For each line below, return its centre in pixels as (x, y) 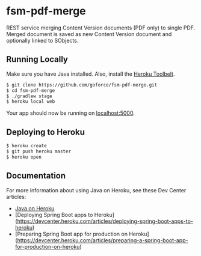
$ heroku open (24, 157)
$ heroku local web (31, 102)
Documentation (36, 176)
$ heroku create (26, 146)
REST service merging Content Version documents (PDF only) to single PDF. (101, 28)
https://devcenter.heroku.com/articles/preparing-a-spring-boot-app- (103, 240)
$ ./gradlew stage (29, 96)
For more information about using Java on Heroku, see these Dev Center (96, 190)
